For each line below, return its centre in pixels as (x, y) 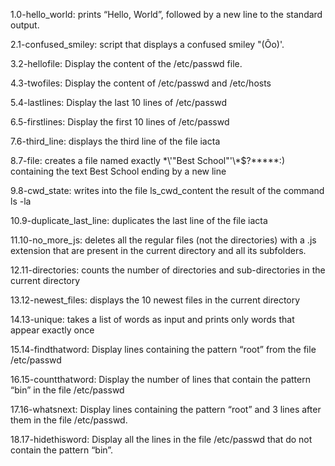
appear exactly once (52, 330)
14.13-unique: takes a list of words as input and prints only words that (152, 319)
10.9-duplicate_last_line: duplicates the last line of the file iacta (139, 220)
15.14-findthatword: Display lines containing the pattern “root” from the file (163, 349)
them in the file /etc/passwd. (69, 420)
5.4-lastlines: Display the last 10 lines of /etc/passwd (119, 102)
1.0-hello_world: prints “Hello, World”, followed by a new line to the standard (166, 14)
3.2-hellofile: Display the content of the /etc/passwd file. (126, 63)
